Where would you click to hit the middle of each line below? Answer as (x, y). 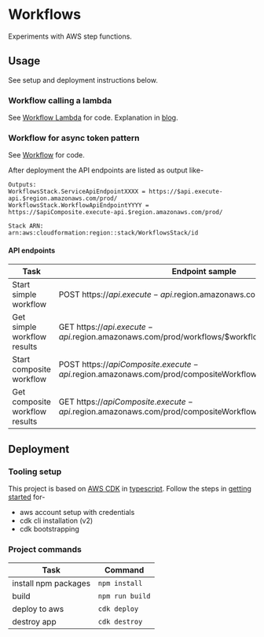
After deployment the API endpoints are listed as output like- (106, 170)
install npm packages (51, 583)
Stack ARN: (26, 226)
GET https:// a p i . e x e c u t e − (106, 327)
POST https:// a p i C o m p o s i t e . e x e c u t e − (128, 364)
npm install (120, 583)
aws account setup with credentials (77, 513)
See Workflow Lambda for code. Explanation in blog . (93, 118)
